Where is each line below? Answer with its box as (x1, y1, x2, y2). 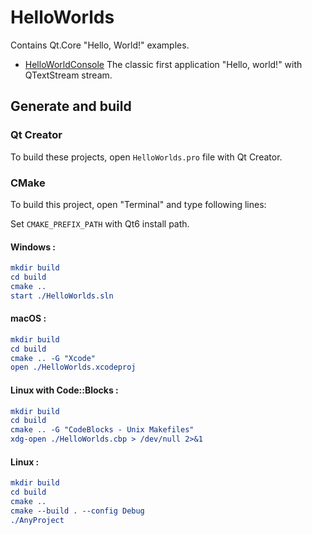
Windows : (10, 241, 56, 253)
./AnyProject (10, 515, 65, 525)
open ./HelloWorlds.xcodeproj (10, 362, 137, 373)
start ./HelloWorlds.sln (10, 291, 114, 301)
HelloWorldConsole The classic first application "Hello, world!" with (24, 58, 303, 70)
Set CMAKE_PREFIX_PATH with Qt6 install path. (10, 217, 190, 230)
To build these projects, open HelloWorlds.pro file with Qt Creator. (10, 151, 283, 163)
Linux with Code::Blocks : (10, 384, 119, 396)
